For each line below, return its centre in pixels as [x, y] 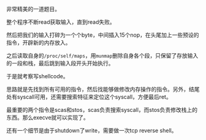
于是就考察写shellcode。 [37, 76]
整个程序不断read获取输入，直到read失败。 [61, 22]
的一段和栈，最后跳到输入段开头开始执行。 [60, 63]
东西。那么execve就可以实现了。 [48, 117]
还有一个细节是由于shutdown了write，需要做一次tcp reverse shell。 [92, 131]
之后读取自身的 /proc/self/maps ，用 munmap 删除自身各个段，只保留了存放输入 [102, 56]
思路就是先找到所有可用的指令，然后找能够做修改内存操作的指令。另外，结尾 [103, 89]
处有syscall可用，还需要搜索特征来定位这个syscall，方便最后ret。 [89, 97]
